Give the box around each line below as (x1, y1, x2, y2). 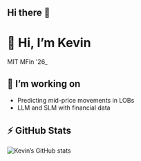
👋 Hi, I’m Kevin (7, 35, 91, 51)
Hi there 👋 (7, 7, 50, 19)
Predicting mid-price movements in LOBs (17, 96, 135, 105)
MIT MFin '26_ (7, 58, 48, 66)
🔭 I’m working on (7, 78, 81, 90)
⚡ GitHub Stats (7, 124, 71, 136)
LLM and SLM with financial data (17, 103, 111, 112)
